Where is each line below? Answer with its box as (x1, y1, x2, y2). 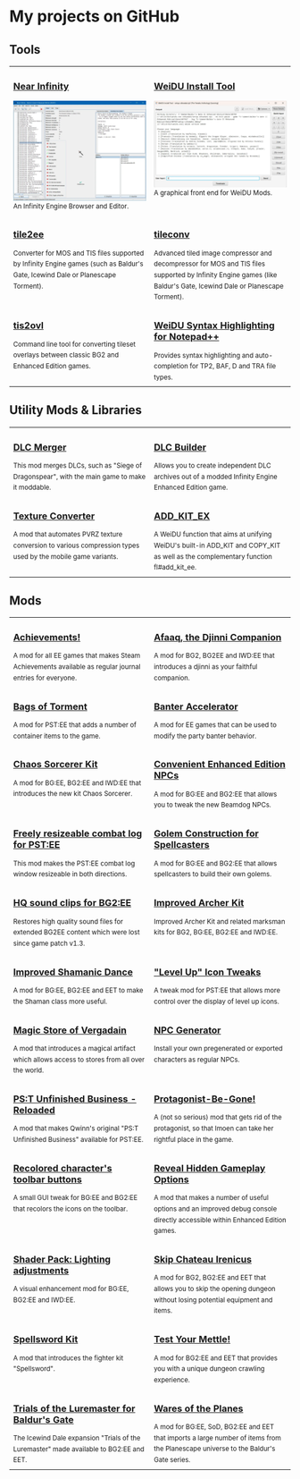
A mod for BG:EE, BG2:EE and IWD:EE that (12, 778, 142, 788)
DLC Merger (12, 441, 67, 453)
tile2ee (12, 228, 45, 241)
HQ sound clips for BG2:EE (12, 897, 132, 909)
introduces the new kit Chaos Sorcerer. (12, 790, 133, 799)
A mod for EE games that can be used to (154, 720, 277, 730)
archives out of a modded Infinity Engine (154, 472, 279, 481)
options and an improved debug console (154, 1204, 278, 1213)
